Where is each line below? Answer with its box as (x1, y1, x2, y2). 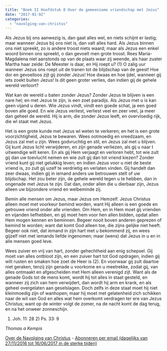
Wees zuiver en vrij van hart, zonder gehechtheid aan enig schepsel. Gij (5, 248, 153, 254)
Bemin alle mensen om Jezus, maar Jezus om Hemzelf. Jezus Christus (5, 196, 151, 202)
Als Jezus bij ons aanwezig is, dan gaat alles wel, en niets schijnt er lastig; (5, 35, 157, 41)
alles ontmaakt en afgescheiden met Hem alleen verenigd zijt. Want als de (5, 269, 157, 275)
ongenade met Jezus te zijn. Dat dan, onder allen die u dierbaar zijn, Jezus (5, 181, 159, 187)
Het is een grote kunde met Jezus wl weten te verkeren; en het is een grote (5, 128, 160, 134)
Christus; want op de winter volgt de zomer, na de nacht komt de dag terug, (5, 301, 161, 307)
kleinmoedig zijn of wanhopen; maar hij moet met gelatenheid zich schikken (5, 290, 161, 296)
